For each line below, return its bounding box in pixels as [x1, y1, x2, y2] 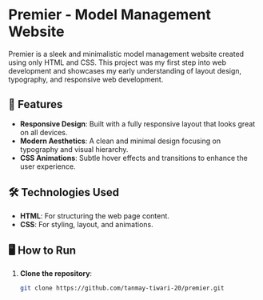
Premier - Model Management [8, 6, 212, 24]
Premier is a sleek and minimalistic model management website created [8, 49, 245, 58]
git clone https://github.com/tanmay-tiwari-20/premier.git [19, 284, 225, 293]
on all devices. [19, 127, 68, 137]
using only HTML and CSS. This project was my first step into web [8, 58, 226, 67]
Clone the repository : [19, 269, 93, 278]
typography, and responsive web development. [8, 74, 164, 84]
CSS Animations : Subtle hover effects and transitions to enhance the [19, 153, 248, 162]
